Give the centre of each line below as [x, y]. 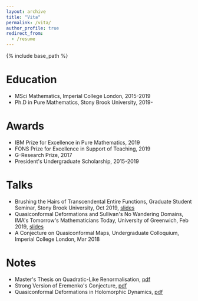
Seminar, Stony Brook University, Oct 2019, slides [75, 208]
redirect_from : [25, 34]
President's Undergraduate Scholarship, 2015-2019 [77, 161]
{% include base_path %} [37, 56]
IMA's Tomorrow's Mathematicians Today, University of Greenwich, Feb [101, 220]
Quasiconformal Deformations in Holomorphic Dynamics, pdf [89, 292]
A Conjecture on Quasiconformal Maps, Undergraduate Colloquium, [97, 233]
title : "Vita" [24, 17]
